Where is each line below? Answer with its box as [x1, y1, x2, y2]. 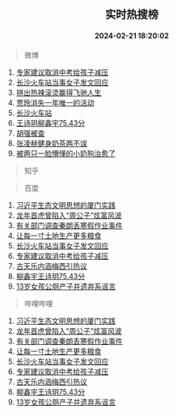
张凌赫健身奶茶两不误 [15, 138, 87, 148]
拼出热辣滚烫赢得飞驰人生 [15, 88, 102, 97]
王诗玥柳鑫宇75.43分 [15, 118, 86, 127]
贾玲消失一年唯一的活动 [15, 97, 95, 107]
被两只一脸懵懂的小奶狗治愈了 [15, 149, 116, 158]
